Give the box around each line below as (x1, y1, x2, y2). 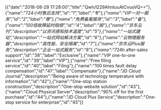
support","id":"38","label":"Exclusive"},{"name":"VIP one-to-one (5, 53, 136, 58)
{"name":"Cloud (5, 89, 38, 95)
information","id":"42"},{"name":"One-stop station (5, 79, 107, 84)
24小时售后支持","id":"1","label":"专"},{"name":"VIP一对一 (28, 10, 145, 16)
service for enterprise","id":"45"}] (15, 99, 83, 105)
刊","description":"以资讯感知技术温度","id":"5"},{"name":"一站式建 (5, 28, 141, 34)
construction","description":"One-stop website (5, 83, 100, 89)
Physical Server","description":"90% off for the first (39, 89, 144, 95)
